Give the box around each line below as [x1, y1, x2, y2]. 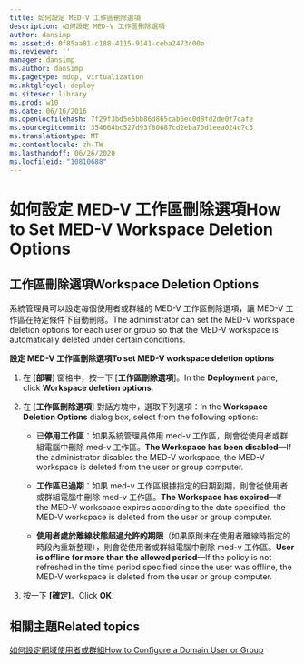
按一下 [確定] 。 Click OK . [22, 589, 114, 600]
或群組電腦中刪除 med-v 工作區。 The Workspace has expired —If [35, 491, 283, 502]
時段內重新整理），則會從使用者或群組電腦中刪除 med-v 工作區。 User [35, 541, 295, 552]
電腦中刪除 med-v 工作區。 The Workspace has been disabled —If [44, 441, 292, 452]
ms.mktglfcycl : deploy [9, 81, 95, 90]
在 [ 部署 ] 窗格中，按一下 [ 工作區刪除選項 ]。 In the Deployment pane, [22, 372, 279, 383]
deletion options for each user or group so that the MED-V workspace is [9, 324, 279, 335]
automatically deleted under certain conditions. [9, 334, 186, 345]
